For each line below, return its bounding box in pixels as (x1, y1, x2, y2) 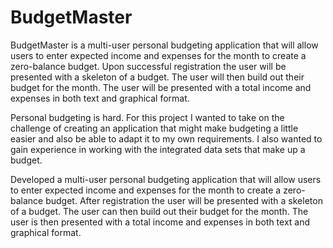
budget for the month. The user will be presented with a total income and (10, 81, 312, 93)
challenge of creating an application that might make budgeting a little (10, 122, 299, 134)
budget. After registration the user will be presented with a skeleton (45, 194, 323, 206)
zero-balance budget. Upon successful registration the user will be (10, 60, 287, 72)
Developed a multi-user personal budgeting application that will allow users (10, 173, 322, 185)
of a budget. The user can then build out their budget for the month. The (10, 205, 309, 217)
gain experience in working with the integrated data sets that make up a (10, 143, 306, 155)
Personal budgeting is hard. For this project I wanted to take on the (10, 111, 285, 123)
